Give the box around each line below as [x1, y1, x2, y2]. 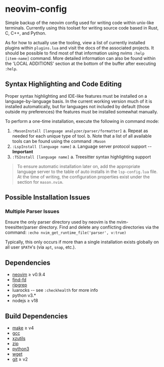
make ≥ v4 [12, 325, 34, 331]
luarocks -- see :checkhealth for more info [12, 287, 98, 293]
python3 [12, 346, 29, 352]
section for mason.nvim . [17, 179, 64, 185]
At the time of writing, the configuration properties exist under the [17, 173, 150, 180]
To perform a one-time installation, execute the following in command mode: [5, 118, 160, 124]
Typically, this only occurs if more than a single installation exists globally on [5, 239, 159, 245]
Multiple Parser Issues [5, 208, 60, 215]
